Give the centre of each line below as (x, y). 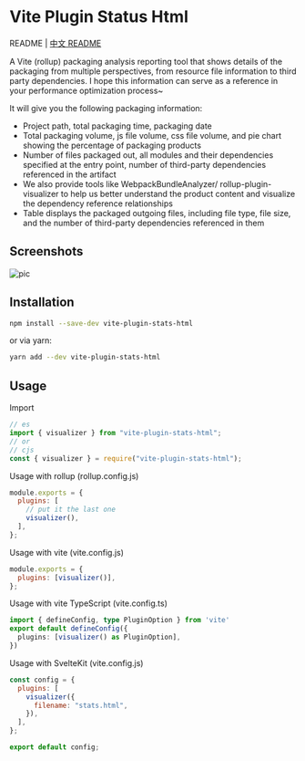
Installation (42, 302)
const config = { (42, 680)
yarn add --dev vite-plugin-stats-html (85, 358)
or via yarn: (31, 340)
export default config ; (55, 747)
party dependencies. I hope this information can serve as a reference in (144, 80)
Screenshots (46, 251)
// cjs (22, 450)
